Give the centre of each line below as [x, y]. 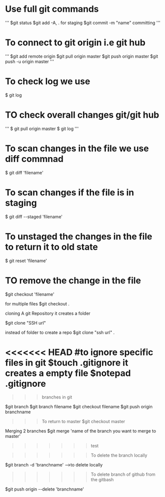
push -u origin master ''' [30, 61]
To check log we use [48, 82]
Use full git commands [52, 9]
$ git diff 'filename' [24, 172]
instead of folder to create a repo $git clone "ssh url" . [60, 332]
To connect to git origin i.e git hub [75, 43]
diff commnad [34, 159]
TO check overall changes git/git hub [82, 115]
